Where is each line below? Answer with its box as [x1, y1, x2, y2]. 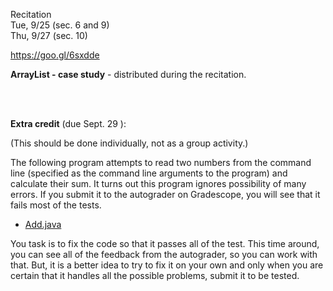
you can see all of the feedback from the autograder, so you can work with [10, 249, 318, 260]
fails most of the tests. [10, 199, 102, 211]
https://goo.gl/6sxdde [10, 49, 100, 61]
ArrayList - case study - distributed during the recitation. [10, 69, 247, 80]
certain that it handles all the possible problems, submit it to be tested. [10, 270, 300, 281]
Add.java [24, 219, 62, 230]
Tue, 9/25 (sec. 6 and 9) [10, 19, 110, 31]
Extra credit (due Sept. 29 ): [10, 118, 127, 129]
